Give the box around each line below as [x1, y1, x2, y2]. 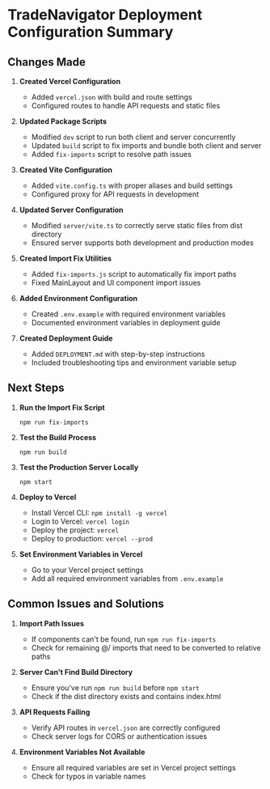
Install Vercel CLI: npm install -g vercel [31, 507, 168, 517]
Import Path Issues [19, 618, 85, 628]
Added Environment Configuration [19, 294, 138, 303]
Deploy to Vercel [19, 492, 77, 502]
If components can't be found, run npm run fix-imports [31, 634, 217, 644]
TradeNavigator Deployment [7, 6, 203, 24]
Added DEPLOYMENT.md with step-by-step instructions [31, 350, 205, 358]
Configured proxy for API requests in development [31, 189, 200, 199]
